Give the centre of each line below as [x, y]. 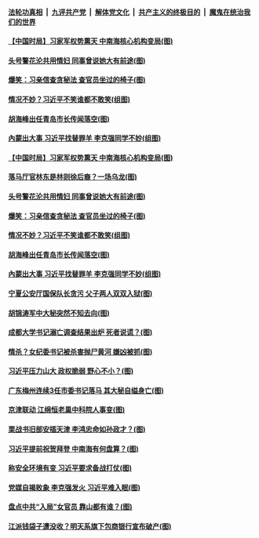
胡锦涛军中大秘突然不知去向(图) [59, 313]
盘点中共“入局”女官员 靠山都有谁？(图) [70, 507]
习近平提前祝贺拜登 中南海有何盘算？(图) [73, 449]
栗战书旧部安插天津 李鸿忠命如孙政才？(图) [77, 429]
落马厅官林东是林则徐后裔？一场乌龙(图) [73, 177]
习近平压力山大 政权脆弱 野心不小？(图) [71, 371]
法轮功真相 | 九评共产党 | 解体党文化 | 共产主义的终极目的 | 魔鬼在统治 [126, 12]
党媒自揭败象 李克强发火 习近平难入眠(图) [75, 487]
